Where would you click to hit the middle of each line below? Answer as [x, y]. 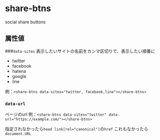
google [19, 76]
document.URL [18, 134]
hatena [19, 71]
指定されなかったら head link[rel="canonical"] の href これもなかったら [77, 129]
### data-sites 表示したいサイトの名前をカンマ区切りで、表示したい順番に [80, 51]
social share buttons [25, 22]
